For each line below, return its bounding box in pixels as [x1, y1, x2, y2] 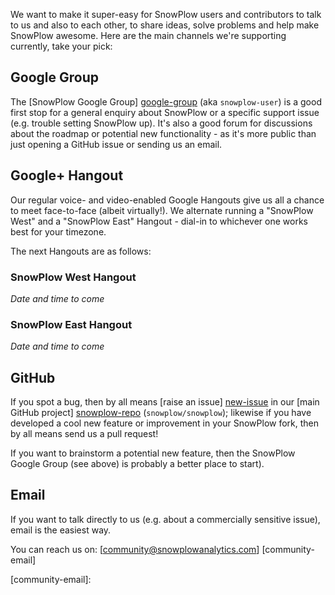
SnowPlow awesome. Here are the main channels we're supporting [10, 30, 287, 41]
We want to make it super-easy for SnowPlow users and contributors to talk [10, 9, 322, 20]
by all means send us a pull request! [10, 428, 159, 440]
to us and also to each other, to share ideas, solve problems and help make [10, 19, 320, 31]
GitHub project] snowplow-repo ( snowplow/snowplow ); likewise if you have [10, 407, 312, 419]
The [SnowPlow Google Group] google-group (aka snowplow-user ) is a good [10, 95, 322, 108]
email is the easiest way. [10, 524, 112, 536]
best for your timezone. [10, 225, 107, 238]
